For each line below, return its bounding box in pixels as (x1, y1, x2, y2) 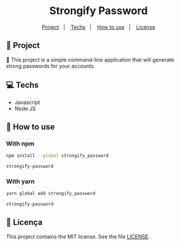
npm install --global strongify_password (6, 153, 109, 159)
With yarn (6, 177, 35, 186)
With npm (6, 139, 35, 147)
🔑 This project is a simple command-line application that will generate (6, 56, 175, 63)
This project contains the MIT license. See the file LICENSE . (6, 233, 150, 240)
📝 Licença (6, 217, 43, 227)
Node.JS (14, 105, 36, 112)
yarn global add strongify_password (6, 191, 96, 197)
